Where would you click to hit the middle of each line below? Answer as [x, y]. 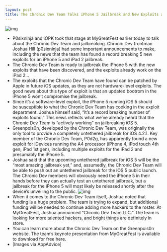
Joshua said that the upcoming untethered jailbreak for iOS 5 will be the [86, 160]
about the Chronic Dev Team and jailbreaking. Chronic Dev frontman [82, 43]
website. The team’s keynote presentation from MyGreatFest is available [86, 234]
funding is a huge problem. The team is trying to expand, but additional [85, 202]
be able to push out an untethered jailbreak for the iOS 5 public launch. [85, 170]
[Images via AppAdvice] [37, 244]
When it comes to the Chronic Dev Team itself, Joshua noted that [79, 196]
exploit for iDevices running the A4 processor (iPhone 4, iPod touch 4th [85, 144]
